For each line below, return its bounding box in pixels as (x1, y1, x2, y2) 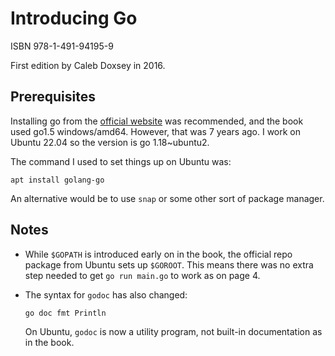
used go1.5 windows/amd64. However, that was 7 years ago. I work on (10, 125, 302, 137)
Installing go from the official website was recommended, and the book (10, 115, 304, 127)
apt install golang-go (10, 175, 105, 185)
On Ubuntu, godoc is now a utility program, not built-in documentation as (24, 325, 323, 337)
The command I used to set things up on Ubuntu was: (10, 155, 232, 167)
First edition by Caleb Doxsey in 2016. (10, 59, 166, 71)
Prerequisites (10, 88, 96, 106)
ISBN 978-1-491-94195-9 (10, 40, 114, 52)
